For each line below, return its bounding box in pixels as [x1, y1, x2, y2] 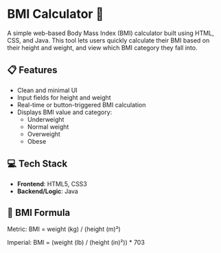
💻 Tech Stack [7, 158, 68, 170]
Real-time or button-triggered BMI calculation [16, 100, 146, 109]
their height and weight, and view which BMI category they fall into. [7, 43, 198, 52]
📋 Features [7, 65, 58, 76]
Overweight [27, 130, 60, 138]
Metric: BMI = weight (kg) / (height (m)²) [7, 225, 121, 233]
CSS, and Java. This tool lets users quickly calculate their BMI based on [7, 36, 210, 44]
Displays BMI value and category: [16, 108, 113, 116]
